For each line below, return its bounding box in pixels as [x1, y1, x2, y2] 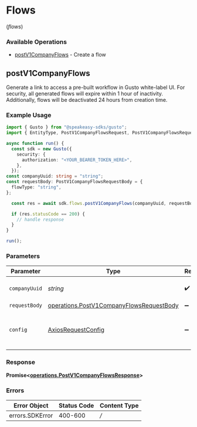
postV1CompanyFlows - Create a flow [14, 51, 107, 58]
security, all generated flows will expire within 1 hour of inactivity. [6, 90, 163, 97]
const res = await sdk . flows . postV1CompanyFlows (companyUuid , [11, 200, 167, 206]
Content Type [99, 401, 139, 409]
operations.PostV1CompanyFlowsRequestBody [47, 302, 179, 310]
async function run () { [6, 141, 64, 147]
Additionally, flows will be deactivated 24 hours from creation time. [6, 97, 168, 104]
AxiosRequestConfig [47, 326, 104, 334]
